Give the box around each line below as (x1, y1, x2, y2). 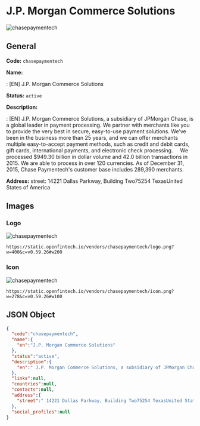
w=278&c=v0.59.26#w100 (6, 293, 62, 299)
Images (6, 201, 35, 212)
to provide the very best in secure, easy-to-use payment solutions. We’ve (6, 127, 186, 135)
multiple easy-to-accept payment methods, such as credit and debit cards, (6, 140, 190, 148)
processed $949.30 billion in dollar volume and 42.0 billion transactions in (6, 153, 188, 160)
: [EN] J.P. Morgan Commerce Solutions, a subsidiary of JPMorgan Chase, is (6, 115, 194, 122)
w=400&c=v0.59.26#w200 (6, 249, 62, 255)
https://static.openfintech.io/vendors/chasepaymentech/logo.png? (6, 244, 174, 250)
